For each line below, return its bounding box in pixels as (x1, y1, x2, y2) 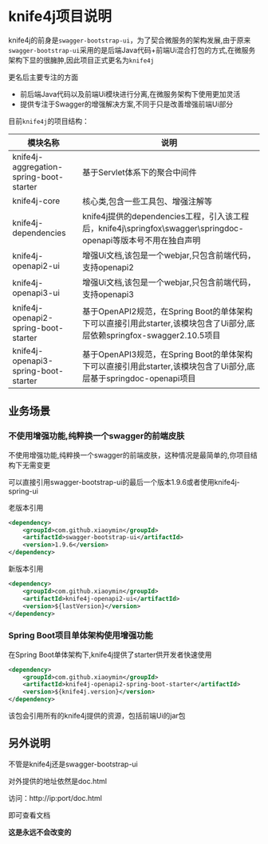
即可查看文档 (8, 810, 50, 820)
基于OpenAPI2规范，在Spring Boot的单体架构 (82, 306, 253, 317)
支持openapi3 (82, 289, 134, 300)
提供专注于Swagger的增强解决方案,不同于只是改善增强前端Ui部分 (19, 99, 234, 109)
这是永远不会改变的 (8, 827, 72, 837)
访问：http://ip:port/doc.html (8, 793, 102, 802)
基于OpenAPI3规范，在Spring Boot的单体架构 (82, 349, 253, 360)
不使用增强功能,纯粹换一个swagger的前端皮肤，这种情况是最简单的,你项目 (8, 450, 251, 460)
